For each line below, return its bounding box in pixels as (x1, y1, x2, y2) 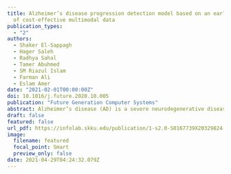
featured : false (7, 118, 54, 125)
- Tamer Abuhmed (13, 61, 60, 68)
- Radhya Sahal (13, 55, 57, 62)
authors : (7, 36, 32, 42)
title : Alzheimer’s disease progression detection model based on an (7, 10, 211, 17)
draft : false (7, 112, 45, 119)
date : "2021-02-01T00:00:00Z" (7, 86, 94, 93)
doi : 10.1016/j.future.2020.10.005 (7, 93, 109, 100)
